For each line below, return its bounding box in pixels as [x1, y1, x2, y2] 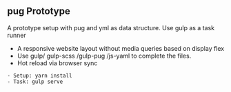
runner [7, 31, 26, 39]
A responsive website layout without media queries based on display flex [17, 44, 225, 52]
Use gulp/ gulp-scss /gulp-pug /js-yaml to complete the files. [17, 51, 192, 60]
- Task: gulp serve [7, 78, 63, 85]
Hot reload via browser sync [17, 58, 98, 67]
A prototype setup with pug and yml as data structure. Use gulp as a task [7, 23, 215, 32]
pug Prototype [7, 5, 70, 17]
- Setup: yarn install [7, 72, 72, 79]
